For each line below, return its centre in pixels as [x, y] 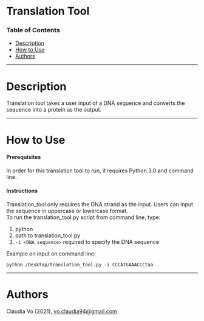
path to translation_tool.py [48, 235]
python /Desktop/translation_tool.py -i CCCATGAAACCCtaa [80, 265]
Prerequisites [24, 157]
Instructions [22, 191]
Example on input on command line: [51, 254]
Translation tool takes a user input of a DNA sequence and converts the [96, 103]
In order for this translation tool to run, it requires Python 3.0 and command [100, 171]
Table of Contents [33, 30]
